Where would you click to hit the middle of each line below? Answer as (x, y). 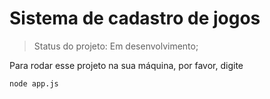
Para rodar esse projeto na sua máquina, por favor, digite (126, 65)
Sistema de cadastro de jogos (135, 18)
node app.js (34, 83)
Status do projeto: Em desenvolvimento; (116, 46)
